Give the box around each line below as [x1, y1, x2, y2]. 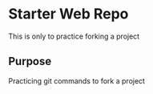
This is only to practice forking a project [8, 31, 140, 41]
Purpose [8, 55, 52, 68]
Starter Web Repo [8, 5, 129, 23]
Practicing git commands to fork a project [8, 76, 146, 85]
